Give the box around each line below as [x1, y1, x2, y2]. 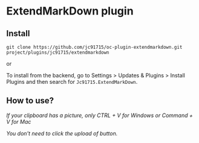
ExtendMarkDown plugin [6, 4, 134, 18]
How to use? [6, 95, 54, 106]
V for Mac [6, 118, 31, 125]
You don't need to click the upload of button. [6, 130, 118, 137]
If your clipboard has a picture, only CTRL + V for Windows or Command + [6, 112, 194, 119]
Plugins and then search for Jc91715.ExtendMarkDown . [6, 78, 138, 85]
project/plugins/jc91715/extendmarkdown [6, 49, 110, 56]
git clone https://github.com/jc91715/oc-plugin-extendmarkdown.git [6, 44, 183, 50]
